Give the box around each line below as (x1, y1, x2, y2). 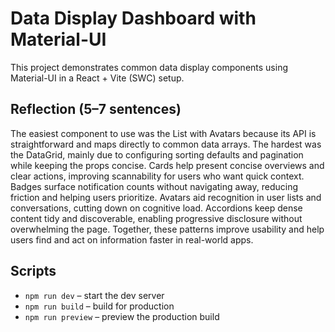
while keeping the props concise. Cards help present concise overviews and (10, 159, 325, 171)
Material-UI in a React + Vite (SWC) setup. (10, 72, 185, 84)
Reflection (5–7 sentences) (10, 101, 182, 118)
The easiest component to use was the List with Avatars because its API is (10, 127, 317, 139)
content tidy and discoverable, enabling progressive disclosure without (10, 212, 303, 224)
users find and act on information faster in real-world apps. (10, 233, 254, 246)
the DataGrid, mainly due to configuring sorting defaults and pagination (10, 148, 304, 161)
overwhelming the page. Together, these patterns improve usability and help (10, 223, 325, 235)
